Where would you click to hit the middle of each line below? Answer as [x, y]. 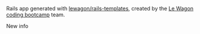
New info [17, 26]
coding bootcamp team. [36, 15]
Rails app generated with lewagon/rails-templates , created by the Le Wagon [100, 8]
